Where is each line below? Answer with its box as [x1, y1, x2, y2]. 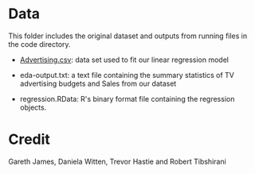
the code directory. [8, 39, 71, 48]
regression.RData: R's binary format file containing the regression [19, 94, 235, 103]
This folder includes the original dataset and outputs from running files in [8, 31, 248, 41]
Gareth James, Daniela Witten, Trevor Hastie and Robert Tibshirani [8, 157, 227, 166]
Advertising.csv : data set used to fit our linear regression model [19, 55, 229, 64]
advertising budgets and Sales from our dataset [19, 79, 177, 88]
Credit [8, 130, 50, 149]
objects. [19, 102, 47, 112]
